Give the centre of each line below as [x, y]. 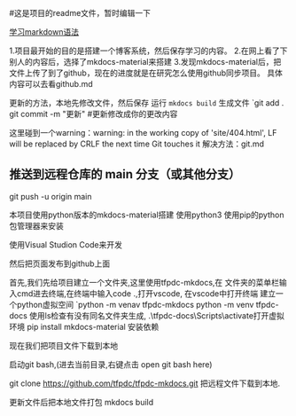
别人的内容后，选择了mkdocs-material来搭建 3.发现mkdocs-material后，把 [145, 62]
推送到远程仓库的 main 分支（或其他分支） [125, 174]
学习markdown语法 [44, 32]
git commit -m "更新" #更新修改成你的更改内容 [93, 114]
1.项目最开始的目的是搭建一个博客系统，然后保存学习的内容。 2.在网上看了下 [148, 51]
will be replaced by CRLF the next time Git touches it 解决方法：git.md [136, 144]
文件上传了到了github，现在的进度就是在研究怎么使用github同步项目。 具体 [146, 73]
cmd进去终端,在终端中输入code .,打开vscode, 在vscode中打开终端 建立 [146, 293]
